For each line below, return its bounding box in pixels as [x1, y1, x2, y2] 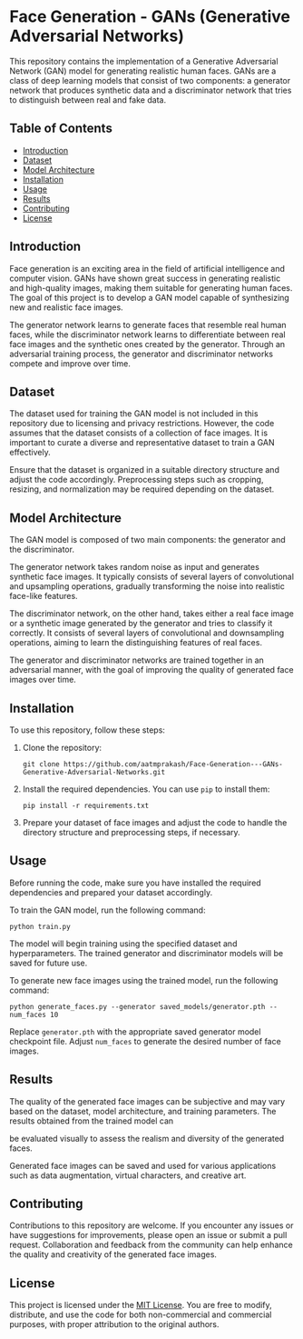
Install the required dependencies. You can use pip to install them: [22, 784, 270, 794]
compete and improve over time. [9, 357, 132, 369]
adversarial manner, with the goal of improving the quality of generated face [9, 665, 294, 675]
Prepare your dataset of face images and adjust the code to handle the [22, 817, 288, 828]
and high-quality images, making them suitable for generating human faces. [9, 282, 293, 293]
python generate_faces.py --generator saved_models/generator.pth [9, 1002, 266, 1011]
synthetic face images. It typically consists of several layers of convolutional [9, 571, 295, 583]
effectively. [9, 447, 52, 458]
